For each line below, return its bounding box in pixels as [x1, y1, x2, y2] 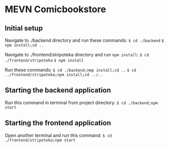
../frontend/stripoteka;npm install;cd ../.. [5, 72, 103, 77]
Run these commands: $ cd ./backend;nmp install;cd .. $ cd [5, 67, 136, 73]
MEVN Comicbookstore [5, 4, 106, 15]
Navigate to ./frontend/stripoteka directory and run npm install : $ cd [5, 52, 149, 57]
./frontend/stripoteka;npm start [5, 137, 76, 143]
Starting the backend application [5, 86, 111, 95]
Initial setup [5, 24, 43, 33]
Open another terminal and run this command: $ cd [5, 132, 112, 138]
